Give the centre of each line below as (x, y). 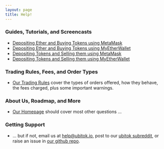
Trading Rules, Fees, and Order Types (52, 71)
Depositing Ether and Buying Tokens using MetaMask (67, 42)
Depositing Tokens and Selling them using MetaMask (67, 53)
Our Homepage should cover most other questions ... (67, 112)
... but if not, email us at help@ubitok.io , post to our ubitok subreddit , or (85, 135)
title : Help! (19, 14)
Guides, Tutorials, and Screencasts (49, 32)
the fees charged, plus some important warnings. (63, 88)
